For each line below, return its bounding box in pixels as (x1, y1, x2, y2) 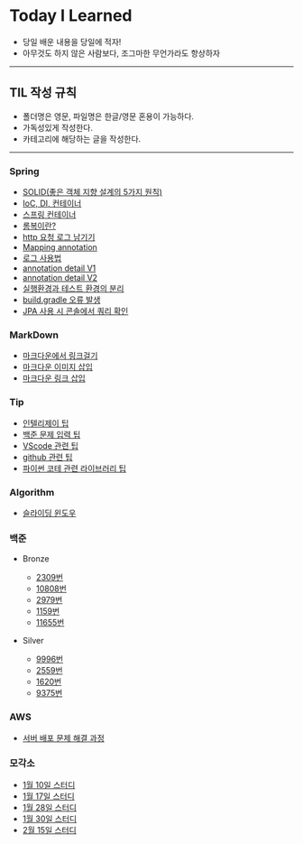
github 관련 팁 (22, 451, 73, 462)
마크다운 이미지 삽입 (22, 362, 93, 373)
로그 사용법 (22, 253, 62, 264)
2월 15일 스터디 (22, 824, 77, 835)
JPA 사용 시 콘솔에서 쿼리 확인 (22, 306, 129, 317)
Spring (9, 164, 40, 177)
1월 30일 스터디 (22, 813, 78, 824)
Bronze (22, 553, 50, 564)
